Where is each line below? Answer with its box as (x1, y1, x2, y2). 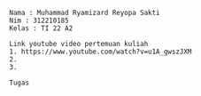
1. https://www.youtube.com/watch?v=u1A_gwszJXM (9, 47, 192, 56)
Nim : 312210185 (9, 16, 69, 25)
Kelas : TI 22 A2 (9, 24, 73, 33)
